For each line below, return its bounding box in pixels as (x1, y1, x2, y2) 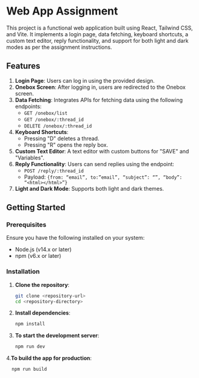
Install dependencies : (14, 309, 71, 316)
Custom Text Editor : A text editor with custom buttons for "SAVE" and (14, 147, 189, 155)
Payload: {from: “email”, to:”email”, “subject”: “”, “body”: (24, 173, 183, 181)
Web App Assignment (6, 4, 119, 18)
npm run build (11, 367, 47, 373)
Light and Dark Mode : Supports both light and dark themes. (14, 185, 164, 192)
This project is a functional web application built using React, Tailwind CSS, (6, 24, 193, 31)
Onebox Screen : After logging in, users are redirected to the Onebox (14, 83, 186, 91)
